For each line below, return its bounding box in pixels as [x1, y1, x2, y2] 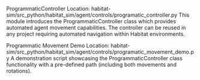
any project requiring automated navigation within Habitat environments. [6, 30, 185, 38]
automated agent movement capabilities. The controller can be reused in [6, 24, 186, 31]
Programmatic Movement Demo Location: [6, 42, 109, 49]
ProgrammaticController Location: [6, 5, 90, 12]
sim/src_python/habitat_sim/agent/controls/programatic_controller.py [6, 11, 178, 19]
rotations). [6, 67, 32, 74]
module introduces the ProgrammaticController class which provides [6, 18, 176, 24]
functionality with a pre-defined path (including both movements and [6, 61, 177, 68]
